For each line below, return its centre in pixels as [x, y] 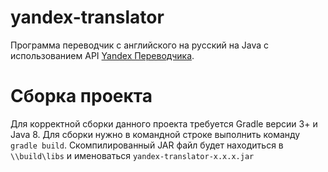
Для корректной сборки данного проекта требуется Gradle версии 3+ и [164, 123]
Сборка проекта [81, 96]
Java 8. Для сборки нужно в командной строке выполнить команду [155, 134]
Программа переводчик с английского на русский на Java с [140, 45]
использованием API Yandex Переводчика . [102, 55]
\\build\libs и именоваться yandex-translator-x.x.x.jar [132, 155]
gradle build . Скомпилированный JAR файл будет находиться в [147, 145]
